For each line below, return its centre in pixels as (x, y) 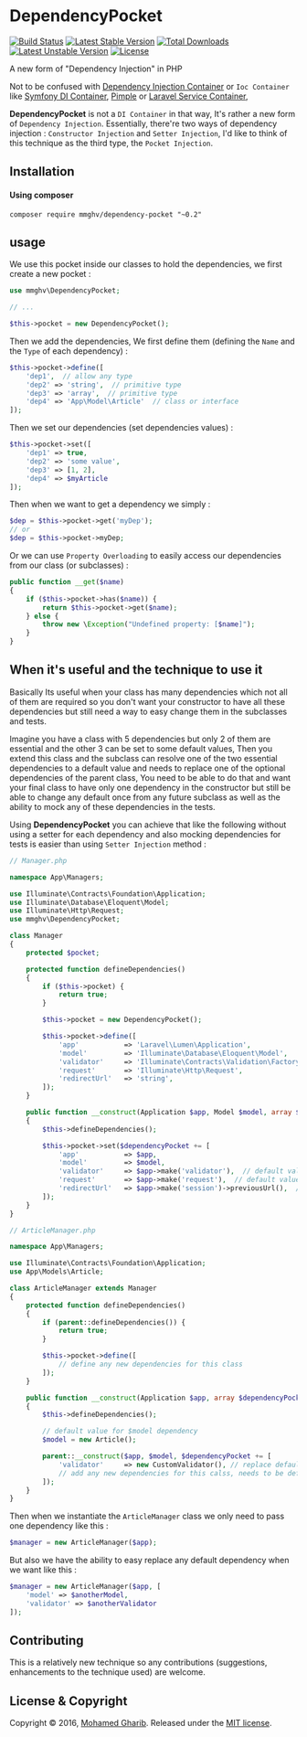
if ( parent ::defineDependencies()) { (114, 1322)
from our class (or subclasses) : (69, 565)
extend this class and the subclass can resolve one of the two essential (143, 758)
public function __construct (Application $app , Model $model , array (159, 1113)
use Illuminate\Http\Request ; (67, 911)
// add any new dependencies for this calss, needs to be (171, 1473)
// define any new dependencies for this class (151, 1364)
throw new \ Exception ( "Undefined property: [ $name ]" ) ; (149, 624)
